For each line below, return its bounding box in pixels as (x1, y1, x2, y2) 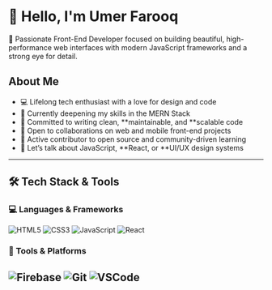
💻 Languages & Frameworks (8, 204, 124, 215)
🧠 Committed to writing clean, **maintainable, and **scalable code (19, 117, 244, 126)
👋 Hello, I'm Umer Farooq (8, 7, 179, 26)
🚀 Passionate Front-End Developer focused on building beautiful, (8, 34, 225, 44)
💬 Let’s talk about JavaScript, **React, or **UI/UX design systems (19, 143, 244, 152)
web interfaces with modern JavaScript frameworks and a (53, 42, 248, 52)
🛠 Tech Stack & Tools (8, 175, 120, 189)
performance (8, 42, 53, 52)
